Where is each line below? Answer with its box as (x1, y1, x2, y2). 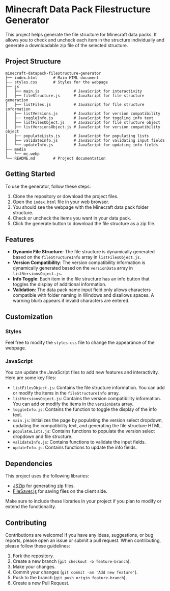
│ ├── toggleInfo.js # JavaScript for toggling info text (5, 115, 154, 121)
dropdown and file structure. (12, 433, 73, 440)
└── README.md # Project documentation (5, 156, 106, 161)
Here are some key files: (5, 375, 56, 381)
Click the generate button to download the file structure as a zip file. (12, 220, 156, 226)
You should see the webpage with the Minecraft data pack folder (12, 204, 149, 210)
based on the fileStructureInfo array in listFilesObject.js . (12, 254, 141, 260)
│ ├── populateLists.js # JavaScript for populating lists (5, 133, 149, 139)
